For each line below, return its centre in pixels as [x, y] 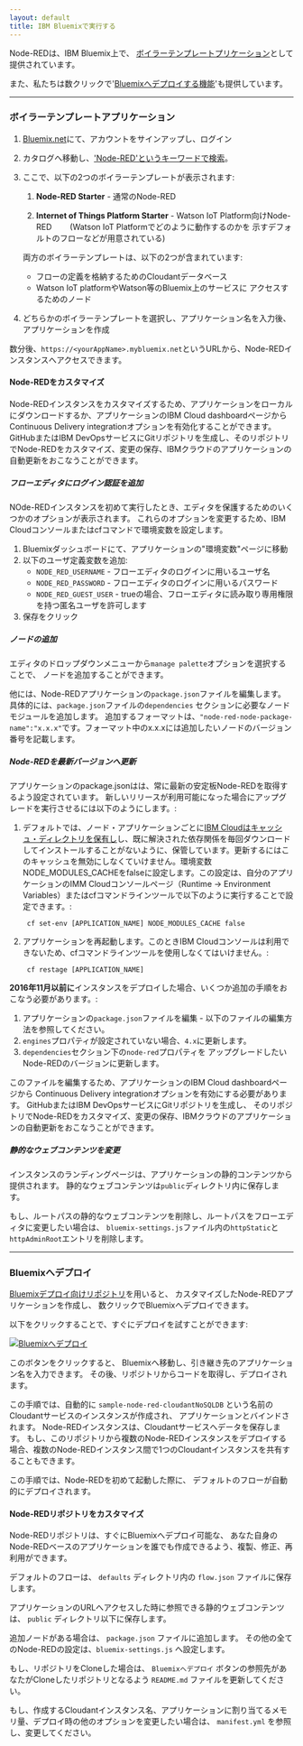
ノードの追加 [33, 639]
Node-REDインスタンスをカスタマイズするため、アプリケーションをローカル [151, 404]
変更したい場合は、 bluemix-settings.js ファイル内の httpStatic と [156, 1227]
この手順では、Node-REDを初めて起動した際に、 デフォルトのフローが [141, 1480]
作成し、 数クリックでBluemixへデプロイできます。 [159, 1306]
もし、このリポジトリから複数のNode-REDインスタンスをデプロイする [156, 1438]
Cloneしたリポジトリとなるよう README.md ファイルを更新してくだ [155, 1680]
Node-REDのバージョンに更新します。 [93, 1063]
